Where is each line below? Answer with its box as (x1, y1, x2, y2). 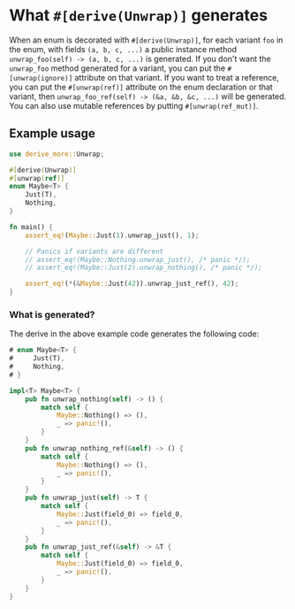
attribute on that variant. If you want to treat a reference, (74, 72, 280, 82)
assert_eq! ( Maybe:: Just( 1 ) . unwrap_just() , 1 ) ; (25, 231, 200, 240)
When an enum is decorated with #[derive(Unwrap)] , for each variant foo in (9, 35, 284, 45)
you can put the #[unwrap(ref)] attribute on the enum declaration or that (9, 81, 274, 92)
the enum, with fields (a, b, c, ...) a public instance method (9, 43, 237, 54)
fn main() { (9, 222, 53, 231)
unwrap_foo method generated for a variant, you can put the (9, 63, 226, 73)
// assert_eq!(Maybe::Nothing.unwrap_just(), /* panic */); (25, 255, 251, 264)
